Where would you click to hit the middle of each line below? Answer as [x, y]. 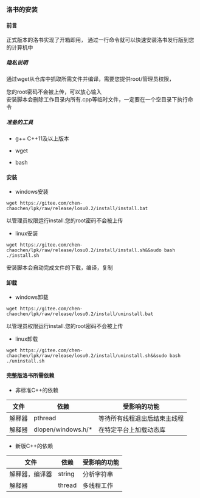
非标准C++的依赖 [37, 390]
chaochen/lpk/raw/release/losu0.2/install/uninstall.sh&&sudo [87, 356]
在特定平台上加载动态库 [132, 429]
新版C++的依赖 [34, 446]
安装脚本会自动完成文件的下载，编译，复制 [60, 268]
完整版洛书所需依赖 [30, 375]
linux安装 [26, 234]
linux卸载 [26, 339]
